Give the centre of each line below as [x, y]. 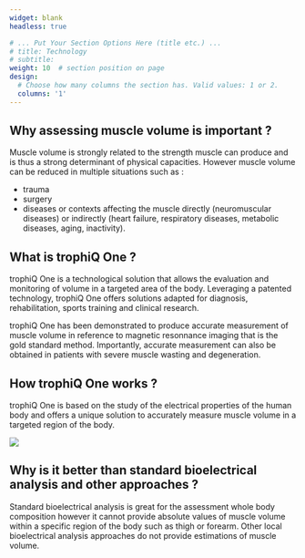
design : [24, 77]
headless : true [38, 26]
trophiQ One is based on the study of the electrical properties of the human [151, 406]
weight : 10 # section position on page [87, 68]
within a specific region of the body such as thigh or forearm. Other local [146, 526]
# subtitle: [32, 60]
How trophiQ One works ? [83, 383]
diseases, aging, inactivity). [74, 228]
